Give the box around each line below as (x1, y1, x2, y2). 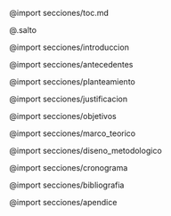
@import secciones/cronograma (9, 163, 128, 172)
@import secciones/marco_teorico (9, 128, 136, 139)
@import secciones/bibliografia (9, 180, 125, 190)
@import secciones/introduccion (9, 42, 129, 52)
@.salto (9, 25, 37, 35)
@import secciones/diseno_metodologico (9, 146, 162, 156)
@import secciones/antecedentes (9, 60, 134, 69)
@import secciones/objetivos (9, 111, 118, 121)
